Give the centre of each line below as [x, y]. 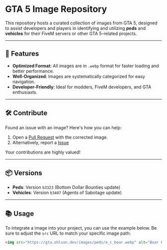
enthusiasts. [25, 92]
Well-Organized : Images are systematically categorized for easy [79, 76]
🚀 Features [22, 54]
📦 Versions [24, 173]
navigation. [24, 82]
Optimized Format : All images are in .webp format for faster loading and [85, 66]
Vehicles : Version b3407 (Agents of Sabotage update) [67, 193]
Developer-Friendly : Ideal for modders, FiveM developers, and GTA [82, 87]
